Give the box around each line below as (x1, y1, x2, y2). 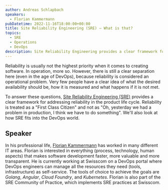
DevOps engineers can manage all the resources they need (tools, (5, 164, 141, 170)
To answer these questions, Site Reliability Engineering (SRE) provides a (5, 93, 153, 100)
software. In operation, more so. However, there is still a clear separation (5, 68, 155, 74)
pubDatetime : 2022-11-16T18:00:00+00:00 (5, 21, 91, 26)
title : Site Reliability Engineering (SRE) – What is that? (5, 26, 133, 31)
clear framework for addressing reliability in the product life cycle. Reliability (5, 99, 162, 105)
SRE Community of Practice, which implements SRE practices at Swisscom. (5, 180, 161, 186)
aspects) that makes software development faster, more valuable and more (5, 153, 160, 159)
